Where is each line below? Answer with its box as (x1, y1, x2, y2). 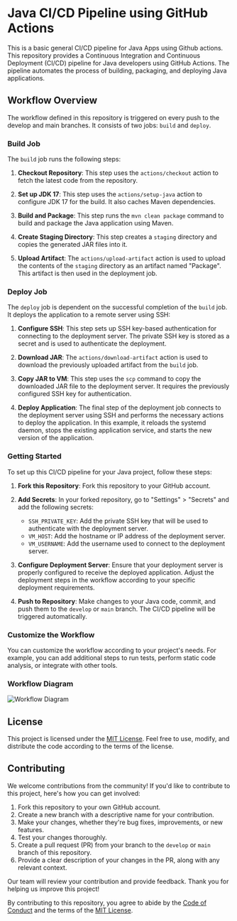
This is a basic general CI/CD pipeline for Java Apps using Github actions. (7, 43, 224, 52)
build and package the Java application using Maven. (17, 219, 174, 228)
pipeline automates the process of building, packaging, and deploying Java (7, 66, 227, 75)
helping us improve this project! (7, 884, 100, 893)
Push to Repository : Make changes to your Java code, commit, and (17, 597, 216, 605)
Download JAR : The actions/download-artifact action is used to (17, 353, 208, 362)
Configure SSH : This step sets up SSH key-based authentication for (17, 324, 217, 333)
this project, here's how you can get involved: (7, 789, 140, 797)
